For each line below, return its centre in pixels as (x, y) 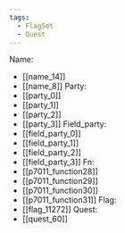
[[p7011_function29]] (60, 181)
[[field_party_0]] (52, 134)
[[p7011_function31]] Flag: (69, 200)
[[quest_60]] (45, 219)
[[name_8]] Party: (54, 87)
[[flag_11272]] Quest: (60, 210)
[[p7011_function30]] (60, 191)
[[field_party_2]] (52, 153)
